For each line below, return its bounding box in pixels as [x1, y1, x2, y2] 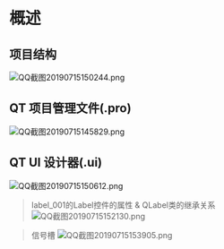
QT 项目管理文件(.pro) [9, 100, 132, 116]
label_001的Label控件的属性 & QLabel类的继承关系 [30, 199, 216, 210]
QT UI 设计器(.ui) [9, 155, 103, 170]
